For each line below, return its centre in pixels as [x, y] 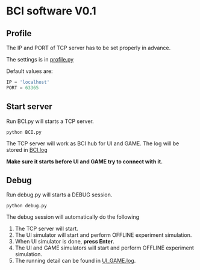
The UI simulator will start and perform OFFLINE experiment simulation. [103, 235]
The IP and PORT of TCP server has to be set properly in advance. [89, 48]
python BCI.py [24, 132]
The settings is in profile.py [40, 59]
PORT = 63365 [23, 88]
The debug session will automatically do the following [73, 217]
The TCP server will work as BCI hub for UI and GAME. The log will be [93, 143]
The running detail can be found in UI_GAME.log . [75, 261]
